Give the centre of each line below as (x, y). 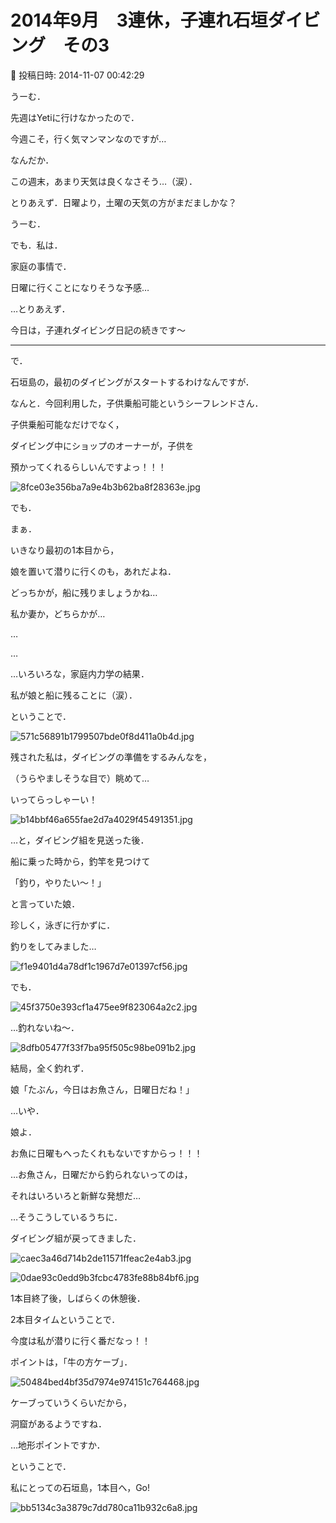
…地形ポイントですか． (58, 1445)
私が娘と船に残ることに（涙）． (74, 695)
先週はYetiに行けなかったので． (75, 117)
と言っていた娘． (45, 903)
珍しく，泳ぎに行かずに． (63, 925)
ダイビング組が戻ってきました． (76, 1238)
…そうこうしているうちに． (66, 1217)
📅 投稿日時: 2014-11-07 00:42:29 (77, 75)
